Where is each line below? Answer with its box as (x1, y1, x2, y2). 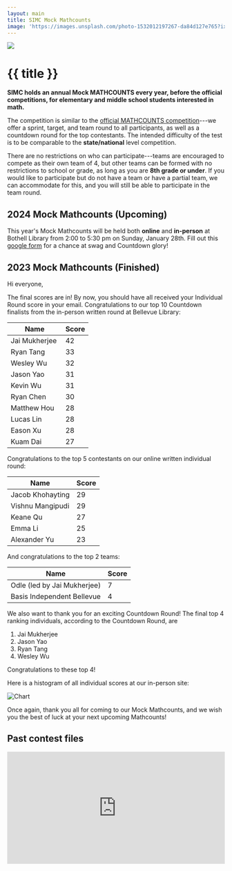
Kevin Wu (10, 380, 41, 390)
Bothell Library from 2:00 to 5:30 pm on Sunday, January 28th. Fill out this (7, 234, 219, 242)
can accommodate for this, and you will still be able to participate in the (7, 181, 211, 190)
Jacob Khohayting (10, 489, 70, 499)
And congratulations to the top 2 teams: (7, 552, 120, 560)
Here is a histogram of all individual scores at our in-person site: (7, 678, 190, 687)
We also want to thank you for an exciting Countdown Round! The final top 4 (7, 609, 224, 618)
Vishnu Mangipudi (10, 501, 70, 511)
